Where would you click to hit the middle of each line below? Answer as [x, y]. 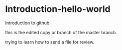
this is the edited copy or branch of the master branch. [61, 32]
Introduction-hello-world [58, 9]
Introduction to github [27, 23]
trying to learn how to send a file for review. [50, 42]
